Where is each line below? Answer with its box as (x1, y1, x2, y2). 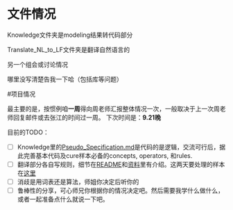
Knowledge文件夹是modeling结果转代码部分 (7, 31, 133, 39)
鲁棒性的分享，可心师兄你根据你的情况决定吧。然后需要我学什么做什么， (17, 186, 224, 195)
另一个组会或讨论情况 (7, 60, 68, 68)
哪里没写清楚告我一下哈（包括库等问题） (7, 74, 123, 83)
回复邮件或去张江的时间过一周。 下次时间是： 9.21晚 (12, 113, 162, 122)
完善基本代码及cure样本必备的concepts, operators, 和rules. (23, 152, 193, 160)
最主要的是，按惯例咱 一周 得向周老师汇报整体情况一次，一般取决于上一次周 (7, 104, 220, 113)
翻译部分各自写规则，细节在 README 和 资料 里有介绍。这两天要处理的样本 (17, 161, 225, 168)
